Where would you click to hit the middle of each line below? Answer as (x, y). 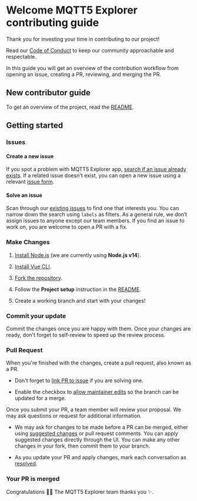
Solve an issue (24, 195)
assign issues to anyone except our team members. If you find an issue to (95, 221)
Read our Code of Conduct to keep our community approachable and (90, 50)
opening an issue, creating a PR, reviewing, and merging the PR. (84, 74)
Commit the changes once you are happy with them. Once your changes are (98, 329)
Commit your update (36, 316)
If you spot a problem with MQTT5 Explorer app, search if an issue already (96, 169)
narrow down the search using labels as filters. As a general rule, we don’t (96, 215)
